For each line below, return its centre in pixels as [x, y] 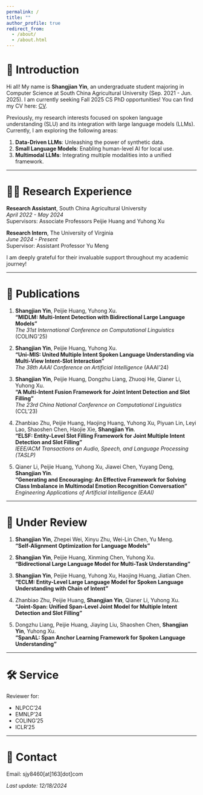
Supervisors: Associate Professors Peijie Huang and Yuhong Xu [85, 221]
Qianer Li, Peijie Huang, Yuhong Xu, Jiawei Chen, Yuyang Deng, [94, 467]
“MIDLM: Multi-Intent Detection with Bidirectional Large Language [100, 317]
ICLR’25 [25, 727]
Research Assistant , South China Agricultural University [76, 208]
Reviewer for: [23, 696]
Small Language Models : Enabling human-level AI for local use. [94, 148]
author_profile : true [34, 23]
